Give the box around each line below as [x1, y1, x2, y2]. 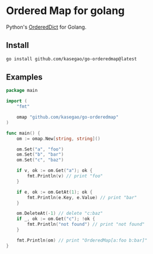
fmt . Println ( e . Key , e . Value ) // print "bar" [27, 194, 137, 200]
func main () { [6, 130, 41, 136]
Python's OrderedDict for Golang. [6, 23, 86, 30]
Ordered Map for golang [6, 4, 125, 18]
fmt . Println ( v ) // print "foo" [27, 173, 103, 179]
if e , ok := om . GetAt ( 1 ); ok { [16, 189, 93, 195]
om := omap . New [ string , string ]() [16, 136, 100, 142]
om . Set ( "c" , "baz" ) [16, 157, 64, 163]
